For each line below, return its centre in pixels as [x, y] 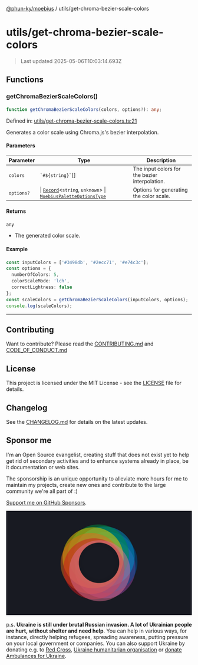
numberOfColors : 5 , [35, 275]
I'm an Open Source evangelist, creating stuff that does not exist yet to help [98, 455]
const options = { [29, 269]
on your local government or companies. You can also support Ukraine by [96, 643]
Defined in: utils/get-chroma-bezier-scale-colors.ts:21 [72, 121]
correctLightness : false [42, 287]
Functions [25, 80]
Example [17, 249]
